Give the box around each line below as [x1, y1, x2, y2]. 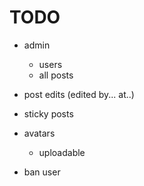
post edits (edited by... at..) [23, 88, 135, 100]
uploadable [38, 146, 86, 158]
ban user [23, 166, 61, 178]
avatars [23, 127, 56, 139]
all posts [38, 69, 74, 81]
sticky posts [23, 107, 74, 120]
